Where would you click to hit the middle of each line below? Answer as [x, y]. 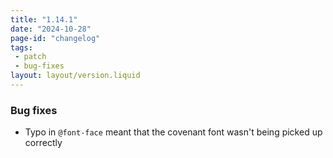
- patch [30, 57]
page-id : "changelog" [55, 38]
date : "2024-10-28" [51, 29]
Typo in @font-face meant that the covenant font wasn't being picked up [173, 132]
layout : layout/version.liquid [75, 76]
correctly [43, 143]
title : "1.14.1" [44, 19]
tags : [21, 47]
